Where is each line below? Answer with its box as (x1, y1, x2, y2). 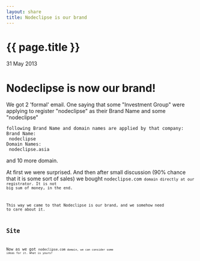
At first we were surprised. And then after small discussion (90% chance (6, 169, 186, 176)
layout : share (6, 8, 42, 15)
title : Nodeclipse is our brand (6, 14, 87, 20)
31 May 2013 (6, 60, 38, 67)
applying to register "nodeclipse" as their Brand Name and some (6, 108, 166, 115)
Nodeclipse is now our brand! (6, 81, 156, 95)
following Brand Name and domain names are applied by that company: (6, 126, 184, 132)
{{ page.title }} (6, 40, 80, 54)
